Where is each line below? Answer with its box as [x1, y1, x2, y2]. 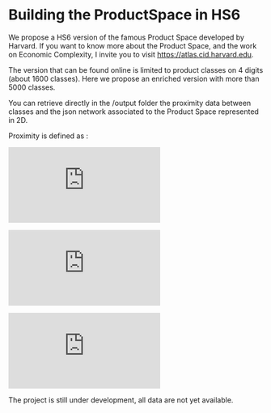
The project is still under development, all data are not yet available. [8, 394, 234, 405]
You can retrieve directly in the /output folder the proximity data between [8, 98, 252, 107]
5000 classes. [8, 82, 56, 92]
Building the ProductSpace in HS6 [8, 6, 241, 24]
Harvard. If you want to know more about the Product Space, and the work [8, 40, 257, 50]
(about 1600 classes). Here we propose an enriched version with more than [8, 74, 260, 83]
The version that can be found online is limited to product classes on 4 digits [8, 65, 264, 74]
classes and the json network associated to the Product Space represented [8, 107, 259, 116]
